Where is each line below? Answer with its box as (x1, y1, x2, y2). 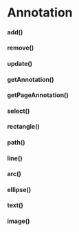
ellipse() (7, 185, 32, 193)
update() (7, 59, 33, 67)
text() (7, 201, 24, 209)
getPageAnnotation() (7, 91, 69, 99)
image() (7, 217, 30, 225)
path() (7, 138, 25, 146)
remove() (7, 43, 34, 52)
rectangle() (7, 123, 40, 131)
